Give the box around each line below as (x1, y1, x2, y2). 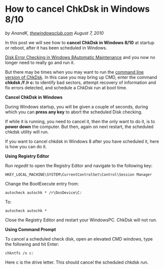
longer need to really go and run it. (5, 59, 75, 65)
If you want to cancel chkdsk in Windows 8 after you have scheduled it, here (5, 138, 159, 144)
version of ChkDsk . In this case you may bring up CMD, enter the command (5, 74, 158, 80)
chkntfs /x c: (5, 250, 34, 256)
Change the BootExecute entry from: (5, 181, 79, 187)
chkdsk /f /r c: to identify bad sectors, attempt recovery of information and (5, 80, 156, 85)
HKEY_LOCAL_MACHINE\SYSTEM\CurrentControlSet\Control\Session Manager (5, 172, 152, 177)
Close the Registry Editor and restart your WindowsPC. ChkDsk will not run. (5, 217, 158, 223)
